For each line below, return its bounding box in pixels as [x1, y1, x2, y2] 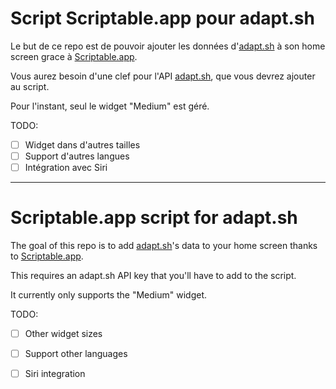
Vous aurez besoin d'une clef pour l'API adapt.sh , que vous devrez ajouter [10, 70, 316, 82]
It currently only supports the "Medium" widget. [10, 289, 207, 301]
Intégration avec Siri [24, 162, 108, 174]
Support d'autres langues [24, 150, 130, 162]
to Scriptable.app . [10, 250, 84, 262]
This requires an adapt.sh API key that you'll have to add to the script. [10, 270, 297, 282]
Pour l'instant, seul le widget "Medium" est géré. [10, 100, 210, 112]
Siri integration [24, 368, 86, 380]
